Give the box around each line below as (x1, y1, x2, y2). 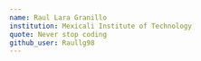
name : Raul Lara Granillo (9, 13, 107, 22)
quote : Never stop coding (9, 30, 107, 39)
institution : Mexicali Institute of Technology (9, 22, 193, 30)
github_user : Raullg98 (9, 38, 95, 48)
